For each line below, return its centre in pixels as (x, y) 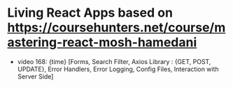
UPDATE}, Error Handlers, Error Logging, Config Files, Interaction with (118, 69)
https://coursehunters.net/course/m (116, 27)
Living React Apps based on (90, 13)
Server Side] (35, 76)
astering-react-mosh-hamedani (102, 42)
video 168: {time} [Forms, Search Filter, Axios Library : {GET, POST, (114, 61)
